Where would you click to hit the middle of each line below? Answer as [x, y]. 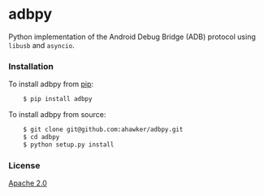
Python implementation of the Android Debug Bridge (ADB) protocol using [132, 37]
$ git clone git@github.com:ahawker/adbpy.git [103, 130]
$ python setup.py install [69, 144]
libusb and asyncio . [41, 45]
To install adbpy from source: [57, 115]
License [24, 165]
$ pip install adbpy [58, 99]
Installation [31, 66]
